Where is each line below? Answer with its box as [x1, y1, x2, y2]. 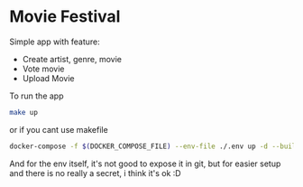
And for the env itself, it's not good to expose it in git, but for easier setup [9, 158, 281, 169]
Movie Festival [9, 6, 121, 27]
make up [9, 108, 39, 117]
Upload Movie [22, 72, 75, 83]
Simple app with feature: [9, 36, 101, 47]
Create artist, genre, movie [22, 53, 123, 64]
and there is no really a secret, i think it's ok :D [9, 167, 182, 178]
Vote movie [22, 63, 65, 74]
